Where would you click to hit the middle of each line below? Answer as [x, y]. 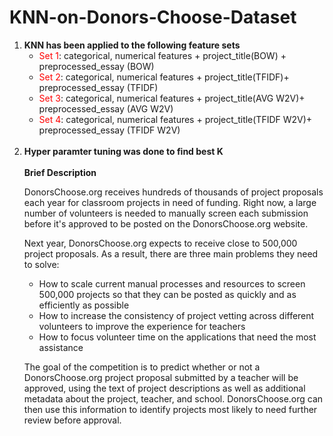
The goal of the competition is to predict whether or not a [142, 367]
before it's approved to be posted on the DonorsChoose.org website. [166, 223]
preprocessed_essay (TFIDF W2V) [109, 130]
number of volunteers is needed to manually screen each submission [166, 213]
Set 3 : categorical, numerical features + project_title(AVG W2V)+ [172, 98]
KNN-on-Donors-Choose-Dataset [153, 17]
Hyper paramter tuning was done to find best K [123, 151]
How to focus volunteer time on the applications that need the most [177, 337]
